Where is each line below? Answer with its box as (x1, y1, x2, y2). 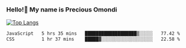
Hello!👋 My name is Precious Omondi (6, 5, 118, 14)
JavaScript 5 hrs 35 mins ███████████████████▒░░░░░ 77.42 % (6, 31, 181, 37)
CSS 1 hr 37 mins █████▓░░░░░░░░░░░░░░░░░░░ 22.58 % (6, 36, 181, 43)
